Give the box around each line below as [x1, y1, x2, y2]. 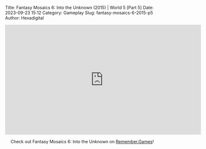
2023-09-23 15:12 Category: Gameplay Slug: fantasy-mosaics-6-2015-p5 [5, 10, 153, 16]
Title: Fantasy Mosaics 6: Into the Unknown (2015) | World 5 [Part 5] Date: [5, 5, 154, 10]
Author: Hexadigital [5, 15, 44, 21]
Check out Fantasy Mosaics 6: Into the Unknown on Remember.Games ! [10, 139, 154, 144]
